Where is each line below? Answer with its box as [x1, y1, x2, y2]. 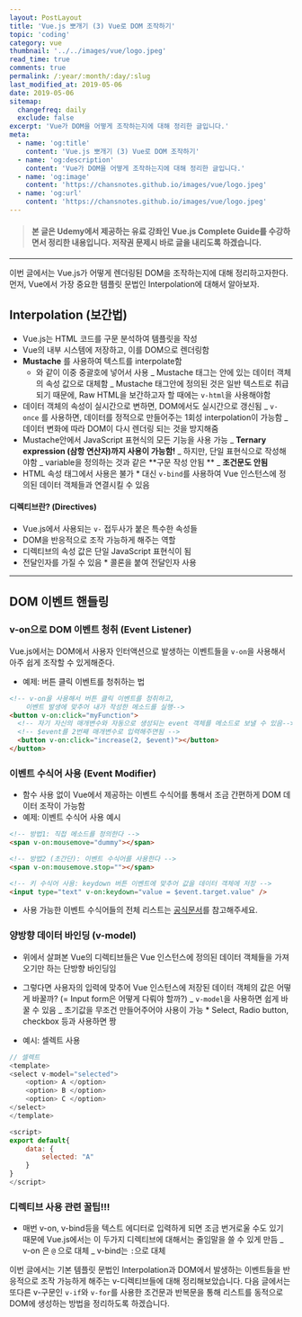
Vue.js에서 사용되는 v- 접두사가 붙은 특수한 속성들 [22, 524, 198, 534]
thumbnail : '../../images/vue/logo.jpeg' [9, 47, 167, 56]
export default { [9, 1135, 70, 1145]
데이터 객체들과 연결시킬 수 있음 [39, 479, 150, 490]
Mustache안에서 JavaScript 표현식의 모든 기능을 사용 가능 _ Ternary [22, 434, 267, 445]
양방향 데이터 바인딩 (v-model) [9, 929, 137, 942]
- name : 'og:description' [17, 155, 115, 165]
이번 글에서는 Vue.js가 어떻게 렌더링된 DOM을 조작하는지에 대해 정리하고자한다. [9, 267, 289, 279]
